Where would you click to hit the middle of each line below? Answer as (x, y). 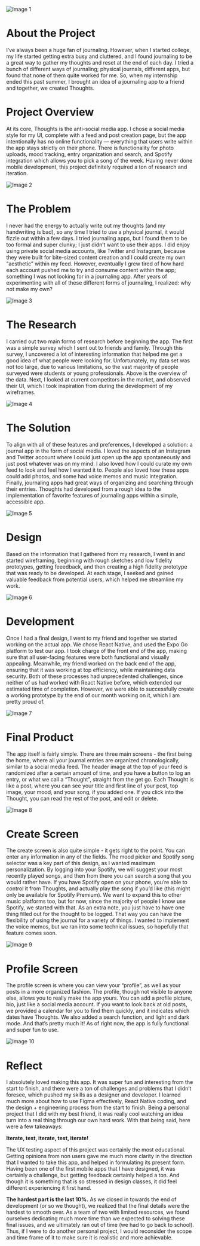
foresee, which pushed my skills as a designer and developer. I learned (93, 1095)
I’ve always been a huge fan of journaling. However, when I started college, (99, 50)
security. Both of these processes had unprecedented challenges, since (95, 676)
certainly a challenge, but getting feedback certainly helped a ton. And (93, 1175)
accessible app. (26, 502)
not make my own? (29, 289)
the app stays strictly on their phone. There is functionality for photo (90, 148)
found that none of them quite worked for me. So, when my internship (92, 75)
